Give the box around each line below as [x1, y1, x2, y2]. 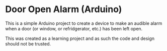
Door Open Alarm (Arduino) [5, 4, 122, 15]
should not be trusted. [5, 40, 51, 46]
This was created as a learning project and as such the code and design [5, 35, 155, 41]
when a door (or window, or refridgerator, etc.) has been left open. [5, 25, 143, 31]
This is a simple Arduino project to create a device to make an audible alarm [5, 20, 162, 26]
